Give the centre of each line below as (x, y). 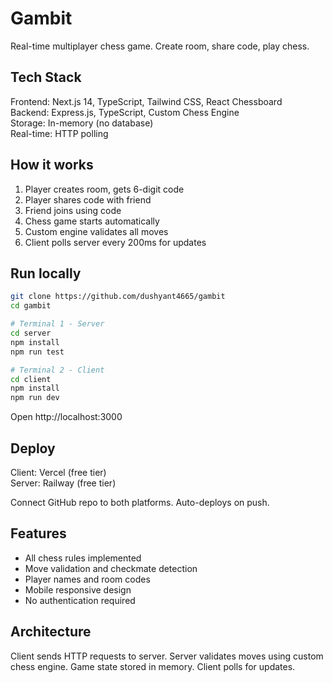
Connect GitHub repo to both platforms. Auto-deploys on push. (140, 502)
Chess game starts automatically (92, 221)
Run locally (46, 273)
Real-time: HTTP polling (59, 133)
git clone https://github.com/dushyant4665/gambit (118, 297)
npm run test (37, 352)
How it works (52, 165)
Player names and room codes (87, 579)
